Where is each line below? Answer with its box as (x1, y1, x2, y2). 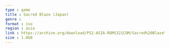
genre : (5, 16, 22, 21)
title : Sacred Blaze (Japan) (5, 12, 69, 17)
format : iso (5, 21, 33, 26)
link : (5, 30, 19, 35)
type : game (5, 7, 30, 12)
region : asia (5, 26, 35, 31)
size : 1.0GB (5, 35, 33, 40)
